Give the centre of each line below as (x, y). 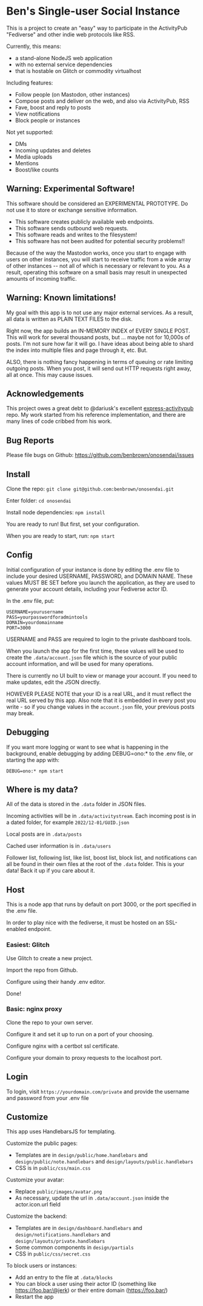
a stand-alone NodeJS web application (64, 58)
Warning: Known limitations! (61, 298)
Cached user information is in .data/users (59, 846)
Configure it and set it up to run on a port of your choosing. (80, 1034)
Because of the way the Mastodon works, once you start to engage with (96, 253)
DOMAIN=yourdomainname (35, 622)
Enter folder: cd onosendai (39, 500)
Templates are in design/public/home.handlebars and (81, 1155)
